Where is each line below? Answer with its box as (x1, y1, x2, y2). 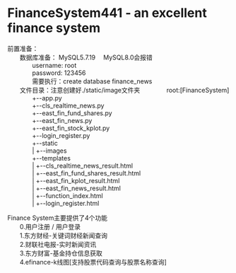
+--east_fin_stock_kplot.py (32, 124, 110, 132)
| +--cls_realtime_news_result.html (32, 161, 133, 170)
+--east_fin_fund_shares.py (32, 108, 112, 117)
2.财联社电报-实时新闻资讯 (20, 240, 97, 248)
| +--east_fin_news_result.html (32, 184, 122, 192)
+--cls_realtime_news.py (32, 101, 105, 110)
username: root (32, 61, 77, 69)
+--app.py (32, 93, 62, 102)
